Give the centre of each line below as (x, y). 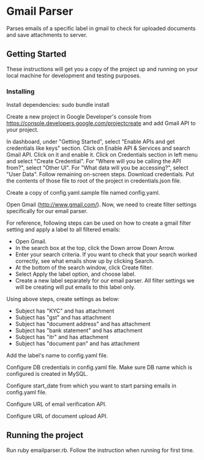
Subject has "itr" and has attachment (62, 337)
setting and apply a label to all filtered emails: (63, 230)
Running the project (45, 435)
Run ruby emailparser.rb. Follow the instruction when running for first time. (100, 450)
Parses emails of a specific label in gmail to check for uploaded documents (101, 28)
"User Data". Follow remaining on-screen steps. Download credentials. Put (100, 174)
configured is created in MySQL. (47, 374)
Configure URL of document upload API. (57, 416)
